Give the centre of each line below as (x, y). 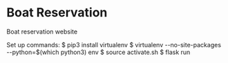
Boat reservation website (42, 32)
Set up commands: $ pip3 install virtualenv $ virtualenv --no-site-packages (114, 45)
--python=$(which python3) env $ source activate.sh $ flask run (98, 52)
